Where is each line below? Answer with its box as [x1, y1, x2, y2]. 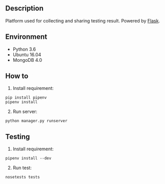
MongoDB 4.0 [12, 57, 43, 63]
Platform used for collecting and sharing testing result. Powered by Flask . [5, 17, 160, 24]
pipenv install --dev [5, 156, 52, 161]
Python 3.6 [12, 46, 36, 52]
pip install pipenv [5, 95, 47, 100]
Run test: [12, 165, 32, 171]
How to [5, 72, 29, 81]
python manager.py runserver [5, 119, 68, 124]
